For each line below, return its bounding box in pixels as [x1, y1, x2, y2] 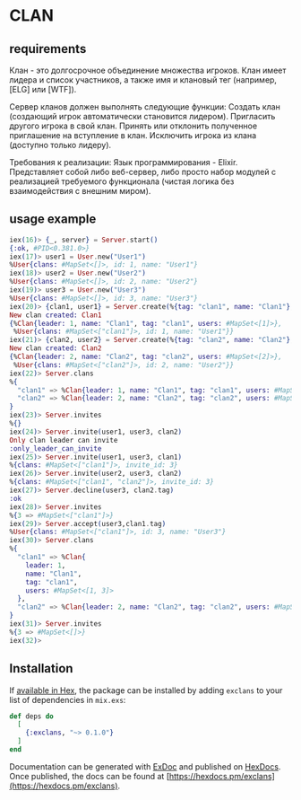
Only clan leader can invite [9, 435, 118, 444]
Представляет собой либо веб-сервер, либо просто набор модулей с [9, 167, 276, 177]
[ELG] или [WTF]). [9, 84, 77, 94]
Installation [9, 661, 73, 676]
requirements [9, 41, 87, 57]
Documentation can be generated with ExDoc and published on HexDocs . [9, 760, 281, 772]
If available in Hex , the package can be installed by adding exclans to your [9, 684, 283, 696]
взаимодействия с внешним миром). [9, 186, 151, 196]
